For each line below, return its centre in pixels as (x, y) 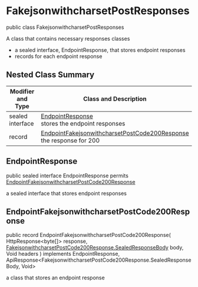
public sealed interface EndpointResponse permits (67, 176)
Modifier (22, 91)
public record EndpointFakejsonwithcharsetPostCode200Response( (88, 235)
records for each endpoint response (58, 56)
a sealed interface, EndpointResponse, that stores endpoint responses (100, 50)
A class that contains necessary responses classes (68, 38)
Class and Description (115, 98)
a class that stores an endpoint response (55, 278)
